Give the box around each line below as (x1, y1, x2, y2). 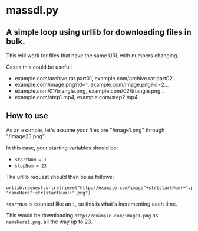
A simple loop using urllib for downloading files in (6, 27, 192, 37)
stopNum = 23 (14, 163, 47, 169)
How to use (6, 110, 48, 121)
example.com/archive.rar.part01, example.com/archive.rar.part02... (14, 75, 177, 82)
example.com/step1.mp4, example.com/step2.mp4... (14, 94, 143, 100)
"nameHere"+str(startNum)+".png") (6, 190, 91, 196)
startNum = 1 (14, 157, 47, 162)
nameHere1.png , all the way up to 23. (6, 218, 93, 225)
